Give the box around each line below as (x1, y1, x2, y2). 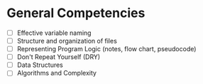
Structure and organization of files (16, 37, 118, 45)
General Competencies (6, 5, 146, 21)
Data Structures (16, 61, 63, 69)
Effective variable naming (16, 28, 92, 37)
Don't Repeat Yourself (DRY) (16, 53, 101, 61)
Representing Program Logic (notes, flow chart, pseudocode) (16, 45, 197, 53)
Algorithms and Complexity (16, 69, 97, 78)
